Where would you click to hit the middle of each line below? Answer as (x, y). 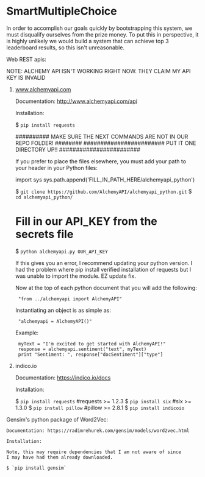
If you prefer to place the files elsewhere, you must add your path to (101, 161)
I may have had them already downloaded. (60, 457)
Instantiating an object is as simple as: (63, 310)
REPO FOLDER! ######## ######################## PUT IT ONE (106, 143)
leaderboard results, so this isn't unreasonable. (66, 48)
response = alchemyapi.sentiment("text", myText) (82, 349)
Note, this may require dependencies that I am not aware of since (94, 452)
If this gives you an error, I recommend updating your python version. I (104, 263)
